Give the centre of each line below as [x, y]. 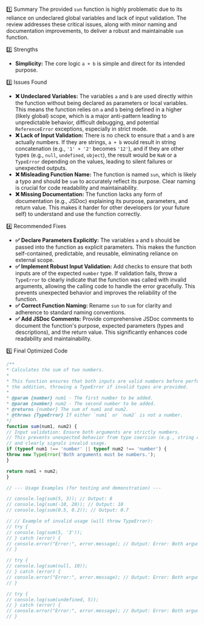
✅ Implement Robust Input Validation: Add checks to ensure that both [104, 266]
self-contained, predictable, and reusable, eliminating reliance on [96, 254]
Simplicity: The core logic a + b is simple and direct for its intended [100, 64]
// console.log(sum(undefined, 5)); [53, 599]
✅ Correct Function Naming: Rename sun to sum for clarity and [93, 306]
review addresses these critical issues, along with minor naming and [92, 24]
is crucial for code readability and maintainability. [76, 188]
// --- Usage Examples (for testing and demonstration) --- [84, 488]
